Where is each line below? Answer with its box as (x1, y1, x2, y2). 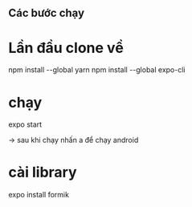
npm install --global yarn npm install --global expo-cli (8, 65, 186, 75)
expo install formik (8, 190, 70, 200)
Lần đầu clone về (8, 39, 125, 57)
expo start (8, 120, 43, 129)
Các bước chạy (8, 6, 85, 20)
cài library (8, 164, 78, 181)
